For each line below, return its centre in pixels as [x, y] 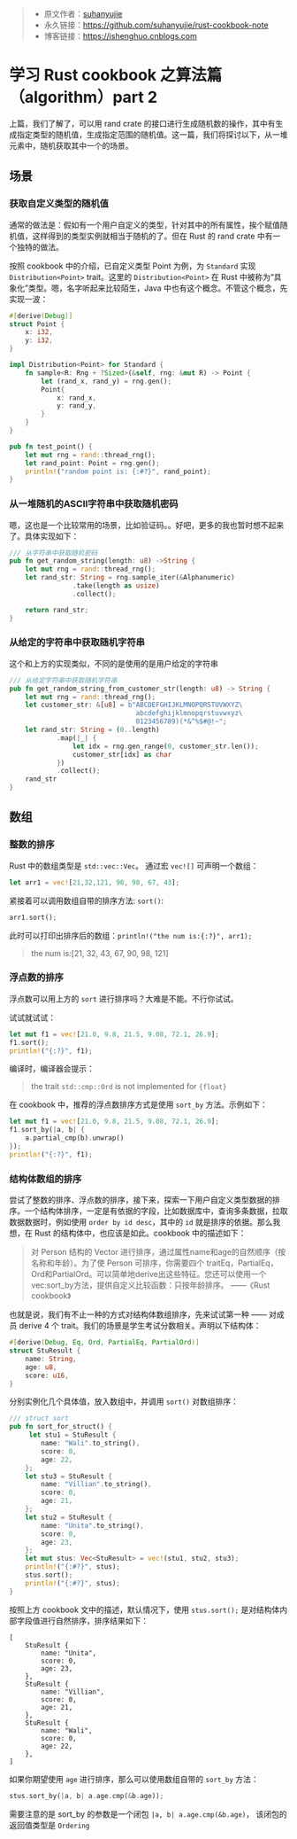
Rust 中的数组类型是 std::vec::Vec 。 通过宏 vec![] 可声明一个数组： [134, 865]
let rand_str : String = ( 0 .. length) [93, 730]
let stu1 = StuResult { [72, 1435]
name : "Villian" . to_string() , [96, 1484]
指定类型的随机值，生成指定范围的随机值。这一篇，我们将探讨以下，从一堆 [152, 134]
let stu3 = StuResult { [69, 1476]
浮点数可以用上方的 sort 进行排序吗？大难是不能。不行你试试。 [124, 998]
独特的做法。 [40, 246]
